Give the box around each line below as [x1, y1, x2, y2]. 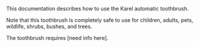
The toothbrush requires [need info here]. [6, 35, 109, 41]
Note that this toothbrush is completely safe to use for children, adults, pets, [6, 17, 194, 23]
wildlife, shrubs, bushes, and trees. [6, 23, 93, 30]
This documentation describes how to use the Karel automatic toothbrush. [6, 5, 189, 12]
